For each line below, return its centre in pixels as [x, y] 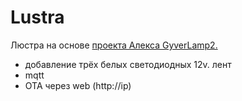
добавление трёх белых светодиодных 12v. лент [128, 64]
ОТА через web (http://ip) [78, 85]
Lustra [37, 17]
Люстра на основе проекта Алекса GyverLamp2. [114, 45]
